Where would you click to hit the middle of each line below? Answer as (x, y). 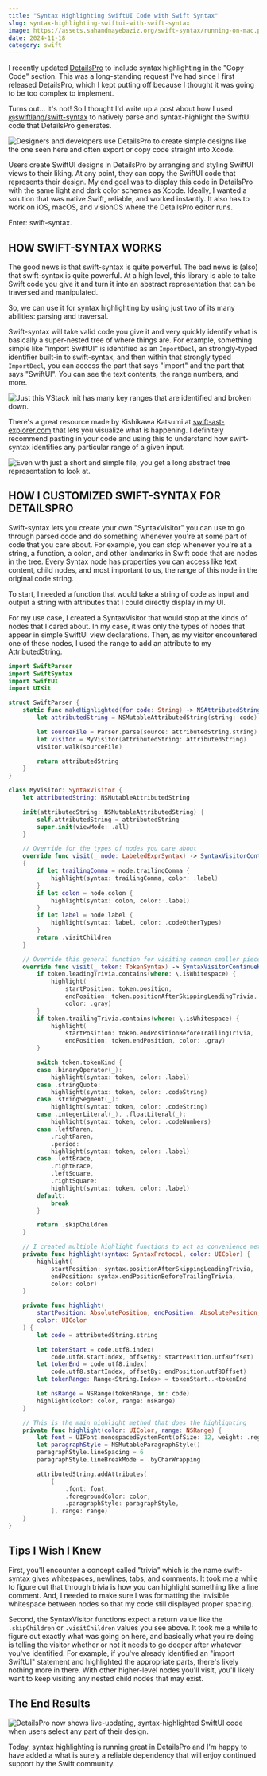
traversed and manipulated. (53, 292)
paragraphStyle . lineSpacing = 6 (91, 1453)
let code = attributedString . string (97, 1335)
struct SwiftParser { (44, 703)
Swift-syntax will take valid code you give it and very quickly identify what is (133, 331)
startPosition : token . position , (118, 989)
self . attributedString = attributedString (108, 820)
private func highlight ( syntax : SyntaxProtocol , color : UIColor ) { (137, 1254)
